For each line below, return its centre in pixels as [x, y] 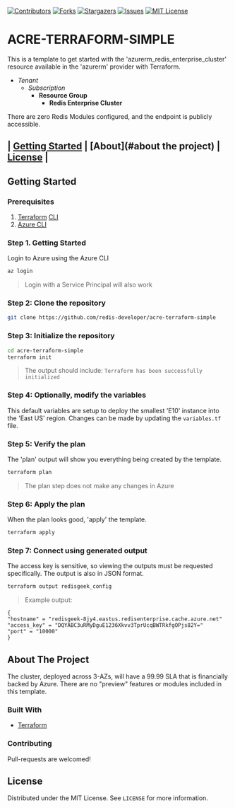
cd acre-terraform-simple [45, 350]
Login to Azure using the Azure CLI [58, 258]
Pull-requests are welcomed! [49, 759]
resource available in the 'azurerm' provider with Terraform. [94, 67]
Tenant [28, 80]
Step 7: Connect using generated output [78, 550]
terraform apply [31, 533]
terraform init [30, 357]
